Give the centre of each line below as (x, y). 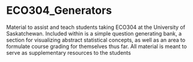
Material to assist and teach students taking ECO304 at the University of (96, 27)
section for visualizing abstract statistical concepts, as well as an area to (96, 40)
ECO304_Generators (59, 11)
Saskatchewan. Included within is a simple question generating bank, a (94, 33)
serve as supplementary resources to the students (69, 52)
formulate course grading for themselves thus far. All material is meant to (97, 46)
